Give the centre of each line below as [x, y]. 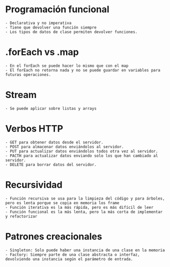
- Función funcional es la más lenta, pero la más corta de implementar [84, 212]
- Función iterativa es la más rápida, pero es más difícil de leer [79, 207]
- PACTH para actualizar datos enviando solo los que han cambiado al [82, 156]
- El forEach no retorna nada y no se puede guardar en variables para [83, 70]
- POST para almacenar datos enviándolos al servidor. [65, 147]
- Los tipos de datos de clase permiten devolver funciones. [72, 32]
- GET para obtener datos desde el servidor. [54, 142]
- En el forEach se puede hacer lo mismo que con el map [67, 66]
